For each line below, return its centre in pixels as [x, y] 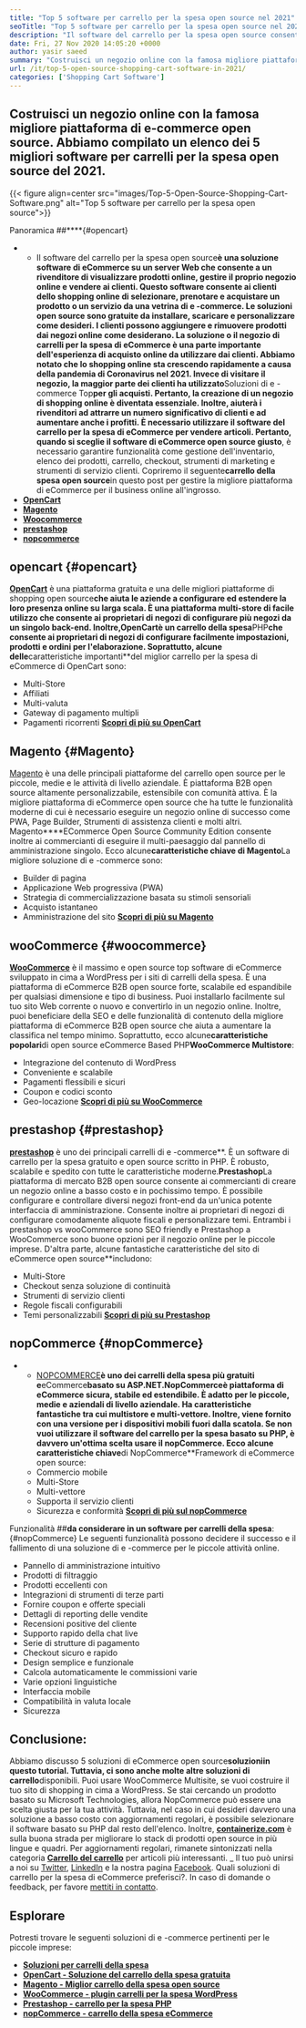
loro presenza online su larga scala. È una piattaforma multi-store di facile [152, 608]
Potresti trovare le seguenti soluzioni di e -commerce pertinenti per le [140, 1938]
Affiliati [36, 694]
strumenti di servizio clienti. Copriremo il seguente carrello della [156, 470]
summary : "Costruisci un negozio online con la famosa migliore [134, 60]
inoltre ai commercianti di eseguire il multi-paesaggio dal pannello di [138, 841]
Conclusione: [48, 1740]
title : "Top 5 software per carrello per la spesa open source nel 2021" [153, 18]
